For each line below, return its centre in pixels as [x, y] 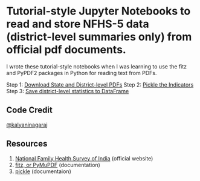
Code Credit [29, 110]
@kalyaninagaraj [27, 125]
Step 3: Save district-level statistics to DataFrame [68, 91]
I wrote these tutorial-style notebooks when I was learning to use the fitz [97, 66]
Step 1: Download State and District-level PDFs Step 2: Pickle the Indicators [100, 84]
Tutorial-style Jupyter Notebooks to [98, 11]
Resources [27, 144]
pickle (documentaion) [43, 171]
